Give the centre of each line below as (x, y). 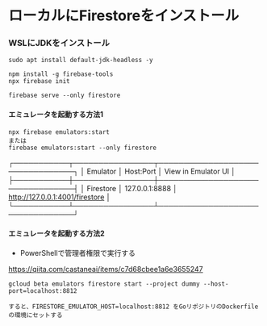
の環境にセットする (35, 315)
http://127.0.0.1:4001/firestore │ (60, 197)
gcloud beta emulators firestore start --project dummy (104, 284)
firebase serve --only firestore (65, 96)
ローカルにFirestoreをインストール (124, 16)
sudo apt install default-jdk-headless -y (81, 61)
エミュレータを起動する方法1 (56, 115)
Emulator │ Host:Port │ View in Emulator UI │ (161, 171)
